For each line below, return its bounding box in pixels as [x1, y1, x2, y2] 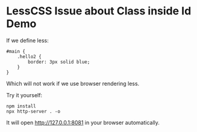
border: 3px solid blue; [28, 59, 90, 65]
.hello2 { [17, 53, 42, 59]
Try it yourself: [6, 91, 43, 98]
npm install [6, 103, 36, 109]
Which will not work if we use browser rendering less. [6, 80, 140, 87]
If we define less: [6, 37, 49, 44]
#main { [6, 48, 26, 55]
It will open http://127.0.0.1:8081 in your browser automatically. [6, 119, 160, 126]
